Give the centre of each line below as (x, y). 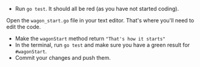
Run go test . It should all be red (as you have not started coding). (97, 9)
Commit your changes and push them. (63, 58)
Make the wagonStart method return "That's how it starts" (90, 38)
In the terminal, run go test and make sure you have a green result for (102, 45)
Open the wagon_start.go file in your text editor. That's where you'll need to (100, 20)
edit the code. (24, 27)
